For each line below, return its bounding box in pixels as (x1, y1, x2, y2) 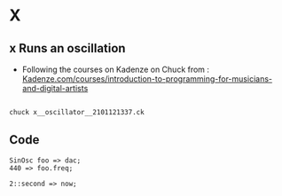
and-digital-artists (21, 83, 89, 93)
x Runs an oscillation (9, 41, 126, 56)
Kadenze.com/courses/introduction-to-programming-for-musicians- (21, 74, 273, 84)
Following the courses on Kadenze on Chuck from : (21, 64, 210, 74)
